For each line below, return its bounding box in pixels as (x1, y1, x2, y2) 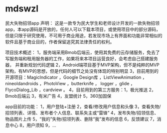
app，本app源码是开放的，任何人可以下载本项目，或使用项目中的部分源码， (5, 26, 161, 32)
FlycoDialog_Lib (5, 87, 38, 93)
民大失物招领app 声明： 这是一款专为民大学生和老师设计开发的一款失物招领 (5, 20, 160, 26)
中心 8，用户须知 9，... (9, 122, 56, 128)
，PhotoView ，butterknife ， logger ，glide (39, 80, 130, 86)
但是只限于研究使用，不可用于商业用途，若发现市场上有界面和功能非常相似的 (5, 32, 163, 38)
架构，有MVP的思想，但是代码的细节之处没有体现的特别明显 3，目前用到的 (5, 68, 159, 74)
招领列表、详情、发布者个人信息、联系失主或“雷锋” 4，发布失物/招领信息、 (5, 110, 159, 116)
